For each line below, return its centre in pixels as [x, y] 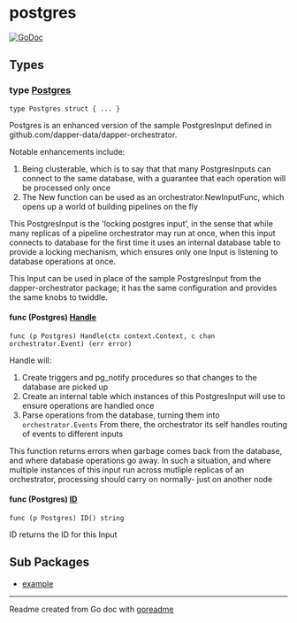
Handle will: [30, 360]
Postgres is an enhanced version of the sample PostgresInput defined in [141, 125]
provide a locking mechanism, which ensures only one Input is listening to [144, 251]
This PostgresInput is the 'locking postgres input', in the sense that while [141, 223]
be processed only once [66, 188]
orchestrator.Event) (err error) [71, 343]
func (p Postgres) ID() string [67, 519]
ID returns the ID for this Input [63, 535]
